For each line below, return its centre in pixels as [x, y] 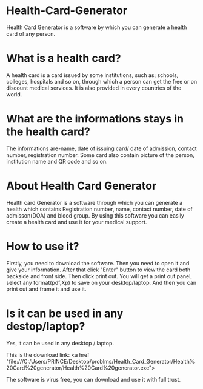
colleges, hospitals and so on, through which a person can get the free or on [102, 81]
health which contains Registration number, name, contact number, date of [99, 209]
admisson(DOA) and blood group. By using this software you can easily [95, 215]
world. [14, 94]
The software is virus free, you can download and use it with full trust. [93, 379]
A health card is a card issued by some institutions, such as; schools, [92, 75]
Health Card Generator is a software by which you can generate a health [97, 27]
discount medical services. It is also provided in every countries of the [94, 88]
